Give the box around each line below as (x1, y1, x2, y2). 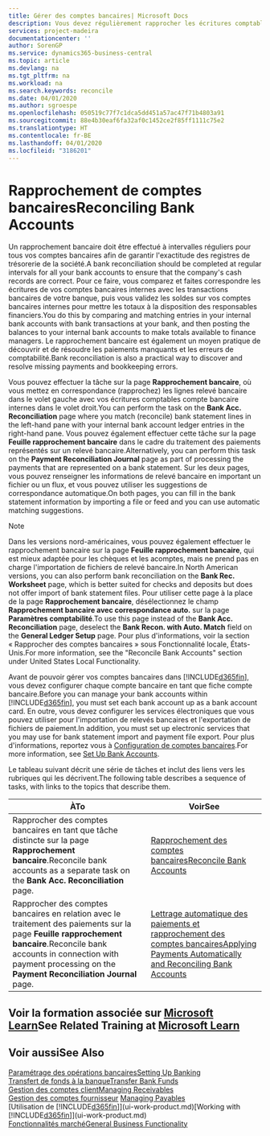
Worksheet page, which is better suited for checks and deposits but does (8, 580, 253, 589)
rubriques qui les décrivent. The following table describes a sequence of (8, 774, 247, 783)
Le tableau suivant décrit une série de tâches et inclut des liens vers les (8, 765, 245, 775)
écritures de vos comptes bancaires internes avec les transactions (8, 285, 229, 295)
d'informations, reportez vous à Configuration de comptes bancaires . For (8, 741, 248, 750)
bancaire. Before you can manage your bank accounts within (8, 689, 208, 699)
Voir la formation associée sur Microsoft (8, 1006, 214, 1019)
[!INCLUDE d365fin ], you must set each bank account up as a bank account (8, 698, 258, 708)
